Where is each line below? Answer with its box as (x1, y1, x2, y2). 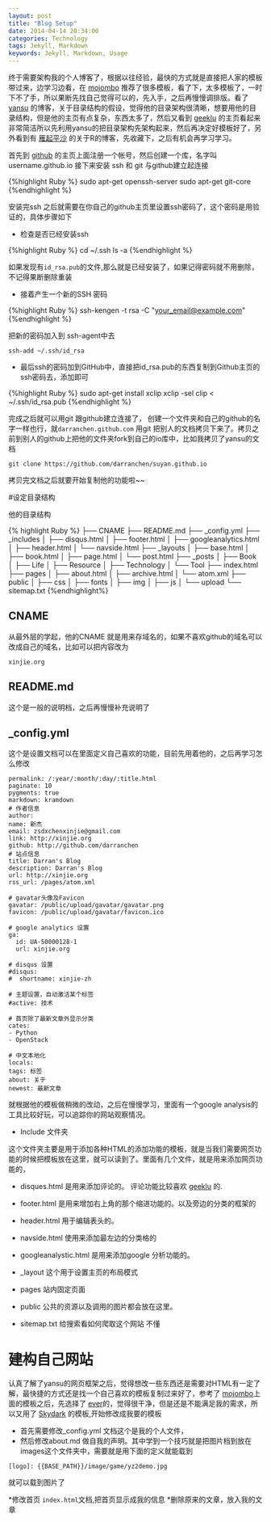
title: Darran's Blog (8, 858, 81, 866)
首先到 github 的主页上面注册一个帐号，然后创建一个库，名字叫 (8, 150, 218, 160)
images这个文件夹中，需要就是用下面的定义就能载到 (19, 1446, 194, 1456)
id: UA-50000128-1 (15, 938, 78, 947)
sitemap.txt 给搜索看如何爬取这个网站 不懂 (19, 1319, 161, 1329)
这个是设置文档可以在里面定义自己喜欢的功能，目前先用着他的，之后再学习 (8, 748, 256, 758)
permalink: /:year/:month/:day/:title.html (8, 775, 157, 783)
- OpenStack (8, 1036, 48, 1044)
